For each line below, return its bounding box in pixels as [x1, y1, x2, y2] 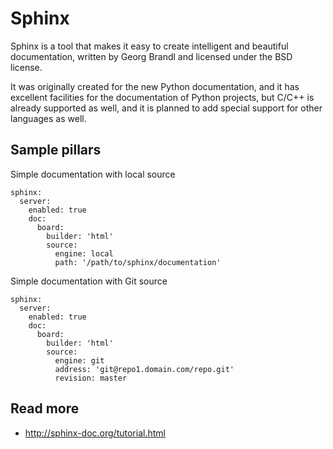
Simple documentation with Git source [10, 275, 168, 287]
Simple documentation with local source [10, 168, 176, 180]
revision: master [54, 373, 128, 383]
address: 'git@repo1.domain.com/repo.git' [54, 364, 235, 374]
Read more [10, 400, 80, 417]
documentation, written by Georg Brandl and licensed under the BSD [10, 50, 293, 62]
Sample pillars [10, 142, 102, 159]
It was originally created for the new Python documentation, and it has [10, 80, 300, 92]
